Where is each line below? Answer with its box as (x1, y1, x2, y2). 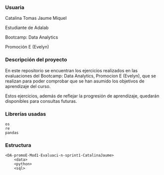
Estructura (5, 141, 31, 148)
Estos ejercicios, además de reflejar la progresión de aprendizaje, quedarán (5, 93, 160, 99)
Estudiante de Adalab (5, 25, 49, 31)
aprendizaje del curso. (5, 83, 51, 89)
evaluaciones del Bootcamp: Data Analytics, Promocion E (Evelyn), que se (5, 73, 156, 79)
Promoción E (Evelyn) (5, 44, 50, 50)
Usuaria (5, 4, 25, 11)
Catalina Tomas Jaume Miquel (5, 15, 67, 21)
